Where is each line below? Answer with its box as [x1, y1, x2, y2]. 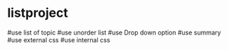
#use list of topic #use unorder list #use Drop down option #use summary [7, 28, 222, 37]
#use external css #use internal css [7, 35, 110, 44]
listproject [7, 5, 68, 21]
